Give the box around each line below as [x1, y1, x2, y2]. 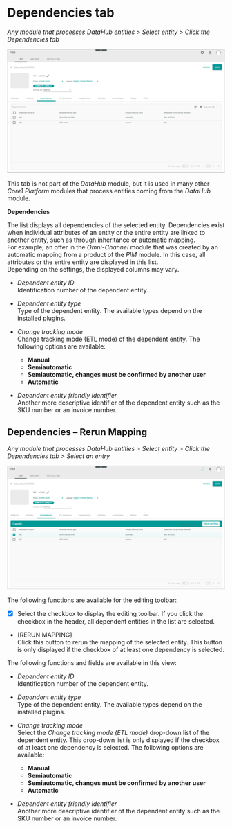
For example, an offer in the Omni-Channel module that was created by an [7, 243, 219, 252]
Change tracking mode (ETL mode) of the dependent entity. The [17, 335, 200, 344]
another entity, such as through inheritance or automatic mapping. [7, 236, 195, 244]
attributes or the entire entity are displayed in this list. [7, 258, 159, 266]
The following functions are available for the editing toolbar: [7, 596, 177, 604]
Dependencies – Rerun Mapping [7, 426, 148, 438]
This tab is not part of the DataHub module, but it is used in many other [7, 179, 210, 188]
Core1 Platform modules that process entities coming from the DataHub [7, 187, 211, 195]
